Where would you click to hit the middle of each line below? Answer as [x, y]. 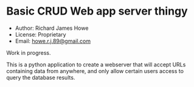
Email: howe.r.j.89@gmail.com [53, 41]
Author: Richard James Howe [52, 28]
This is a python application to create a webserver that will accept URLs [96, 64]
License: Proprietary [40, 34]
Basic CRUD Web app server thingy [97, 11]
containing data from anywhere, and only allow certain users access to [95, 71]
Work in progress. [29, 52]
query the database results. [41, 77]
